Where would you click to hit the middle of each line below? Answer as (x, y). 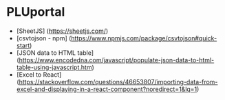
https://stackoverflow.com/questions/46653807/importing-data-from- (118, 82)
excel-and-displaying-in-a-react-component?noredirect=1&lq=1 (107, 89)
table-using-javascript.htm (54, 67)
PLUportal (36, 12)
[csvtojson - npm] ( (44, 38)
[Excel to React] (39, 74)
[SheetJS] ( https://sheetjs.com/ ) (62, 31)
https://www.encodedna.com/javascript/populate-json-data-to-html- (117, 60)
